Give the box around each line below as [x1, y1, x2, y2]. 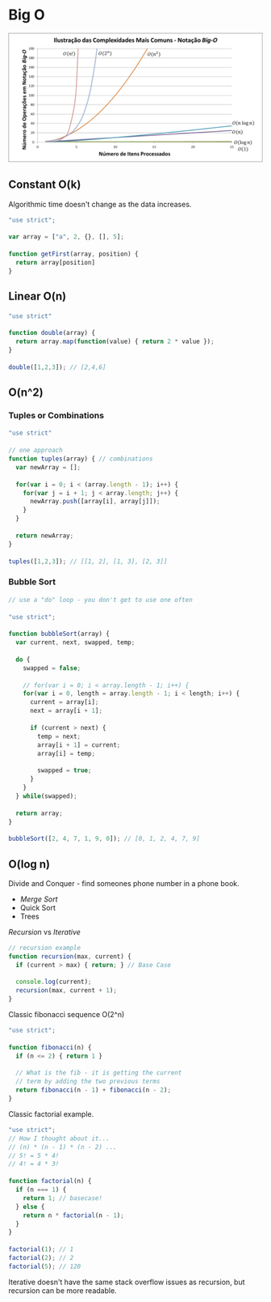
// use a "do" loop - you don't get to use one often [8, 596, 194, 604]
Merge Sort [19, 894, 58, 904]
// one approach [8, 447, 63, 455]
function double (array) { [8, 329, 95, 337]
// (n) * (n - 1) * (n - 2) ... [8, 1143, 117, 1151]
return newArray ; [15, 532, 74, 540]
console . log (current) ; [15, 978, 92, 986]
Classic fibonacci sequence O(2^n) [8, 1010, 125, 1020]
